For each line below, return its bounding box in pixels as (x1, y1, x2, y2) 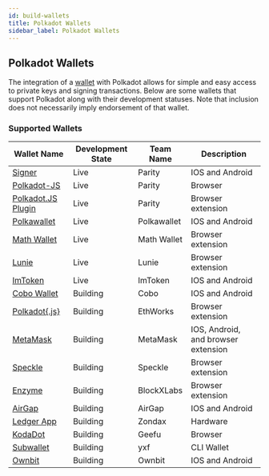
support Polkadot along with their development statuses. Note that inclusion (8, 94, 259, 104)
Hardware (191, 416, 228, 427)
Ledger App (12, 416, 58, 427)
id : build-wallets (8, 11, 70, 20)
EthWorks (137, 306, 175, 317)
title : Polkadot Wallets (8, 19, 91, 27)
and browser (191, 334, 239, 345)
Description (201, 149, 247, 160)
